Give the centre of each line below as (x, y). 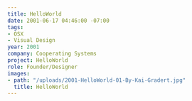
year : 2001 (23, 47)
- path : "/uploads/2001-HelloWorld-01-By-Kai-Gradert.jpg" (97, 80)
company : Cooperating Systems (52, 54)
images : (19, 73)
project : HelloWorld (38, 60)
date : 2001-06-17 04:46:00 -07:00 (59, 21)
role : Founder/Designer (43, 67)
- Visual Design (31, 41)
